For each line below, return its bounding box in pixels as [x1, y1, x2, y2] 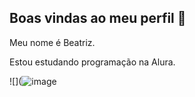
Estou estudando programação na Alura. [9, 56, 176, 68]
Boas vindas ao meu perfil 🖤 [9, 10, 187, 27]
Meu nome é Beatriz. [9, 36, 96, 48]
